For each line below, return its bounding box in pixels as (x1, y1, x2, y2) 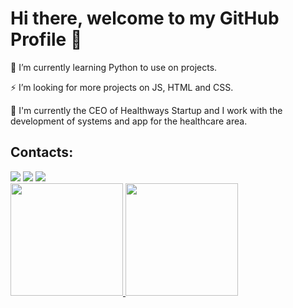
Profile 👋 (10, 28, 83, 51)
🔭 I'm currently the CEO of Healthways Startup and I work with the (10, 104, 283, 116)
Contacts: (10, 144, 74, 161)
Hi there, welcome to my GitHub (10, 7, 280, 30)
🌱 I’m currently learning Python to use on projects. (10, 61, 218, 73)
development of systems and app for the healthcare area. (10, 115, 248, 127)
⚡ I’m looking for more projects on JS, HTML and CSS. (10, 81, 234, 93)
